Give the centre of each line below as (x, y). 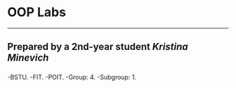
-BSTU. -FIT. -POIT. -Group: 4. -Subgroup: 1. (72, 77)
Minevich (28, 58)
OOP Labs (37, 12)
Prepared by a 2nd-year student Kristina (98, 47)
